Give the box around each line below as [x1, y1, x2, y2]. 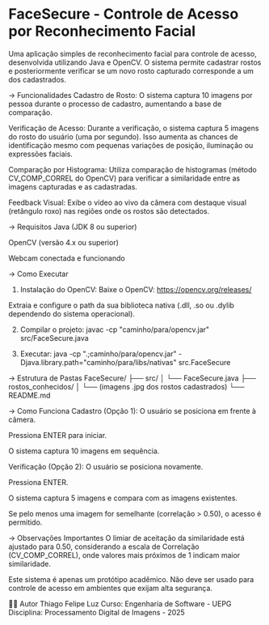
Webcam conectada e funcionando [8, 253, 125, 263]
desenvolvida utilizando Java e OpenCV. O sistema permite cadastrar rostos [8, 57, 262, 67]
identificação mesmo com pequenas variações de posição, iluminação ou [8, 140, 254, 150]
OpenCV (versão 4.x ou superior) [8, 237, 120, 247]
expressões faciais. [8, 149, 73, 159]
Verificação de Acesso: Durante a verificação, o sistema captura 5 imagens [8, 123, 259, 133]
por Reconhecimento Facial [8, 22, 196, 40]
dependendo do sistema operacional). [8, 308, 136, 318]
